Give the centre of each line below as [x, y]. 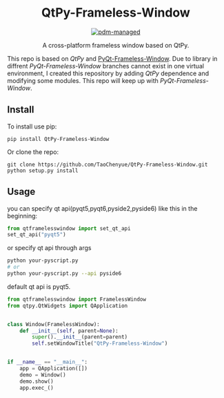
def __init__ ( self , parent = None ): [69, 331]
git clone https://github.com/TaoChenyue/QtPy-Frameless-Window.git [108, 164]
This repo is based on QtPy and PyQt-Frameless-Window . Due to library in [112, 58]
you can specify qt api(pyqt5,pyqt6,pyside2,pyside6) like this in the [102, 208]
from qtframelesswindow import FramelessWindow [77, 299]
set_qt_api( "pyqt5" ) [37, 235]
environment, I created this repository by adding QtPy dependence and [108, 73]
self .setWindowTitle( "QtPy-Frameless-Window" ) [100, 343]
